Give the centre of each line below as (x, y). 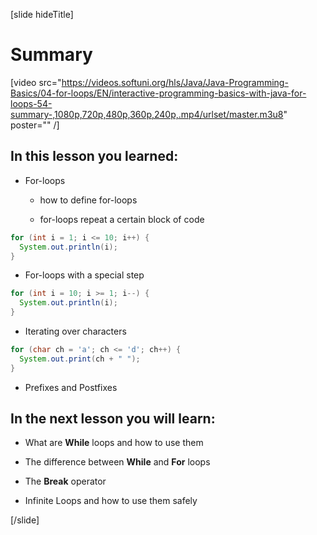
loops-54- (31, 103)
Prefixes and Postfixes (71, 387)
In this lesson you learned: (94, 156)
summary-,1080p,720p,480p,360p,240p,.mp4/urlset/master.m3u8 (147, 114)
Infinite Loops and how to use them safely (111, 501)
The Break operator (65, 481)
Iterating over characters (75, 331)
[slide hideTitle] (42, 14)
